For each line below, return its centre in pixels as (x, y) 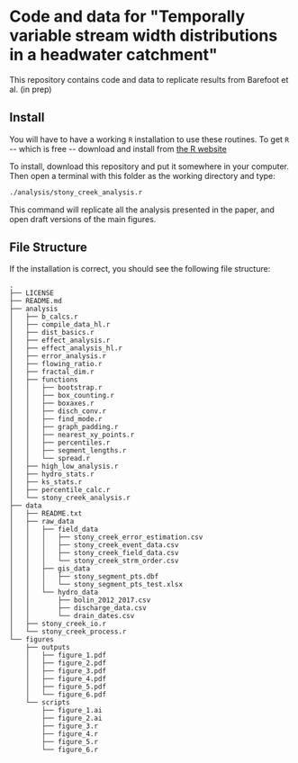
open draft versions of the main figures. (83, 219)
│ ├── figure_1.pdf (66, 655)
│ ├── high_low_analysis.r (64, 467)
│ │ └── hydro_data (54, 592)
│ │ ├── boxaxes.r (52, 404)
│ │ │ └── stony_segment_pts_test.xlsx (96, 585)
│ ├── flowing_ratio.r (56, 364)
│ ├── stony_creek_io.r (58, 624)
